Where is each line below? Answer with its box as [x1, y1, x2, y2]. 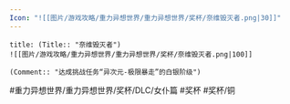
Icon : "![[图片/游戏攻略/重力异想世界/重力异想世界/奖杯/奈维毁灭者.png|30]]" [9, 13, 282, 23]
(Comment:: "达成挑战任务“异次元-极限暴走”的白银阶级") [9, 68, 202, 77]
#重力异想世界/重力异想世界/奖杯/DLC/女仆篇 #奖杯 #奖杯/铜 [9, 84, 235, 96]
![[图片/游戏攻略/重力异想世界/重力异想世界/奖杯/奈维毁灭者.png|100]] [9, 49, 254, 59]
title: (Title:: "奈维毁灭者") [9, 40, 121, 49]
